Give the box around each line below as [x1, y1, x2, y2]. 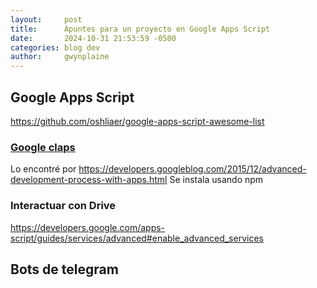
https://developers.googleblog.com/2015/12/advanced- [78, 163, 307, 175]
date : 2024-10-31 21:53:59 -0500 [10, 33, 177, 43]
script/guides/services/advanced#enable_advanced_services [10, 232, 264, 244]
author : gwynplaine [10, 52, 110, 62]
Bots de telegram [10, 261, 119, 278]
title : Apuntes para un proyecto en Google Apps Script [10, 24, 271, 34]
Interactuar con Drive [10, 199, 117, 213]
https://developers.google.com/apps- [10, 221, 166, 233]
